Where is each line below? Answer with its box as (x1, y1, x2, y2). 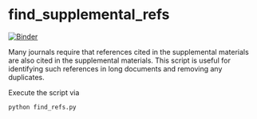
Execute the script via (8, 87, 80, 97)
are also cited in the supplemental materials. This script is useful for (8, 56, 231, 65)
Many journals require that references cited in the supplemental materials (8, 47, 249, 56)
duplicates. (8, 72, 45, 82)
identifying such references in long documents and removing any (8, 63, 223, 73)
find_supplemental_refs (8, 6, 170, 24)
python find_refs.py (8, 103, 77, 111)
